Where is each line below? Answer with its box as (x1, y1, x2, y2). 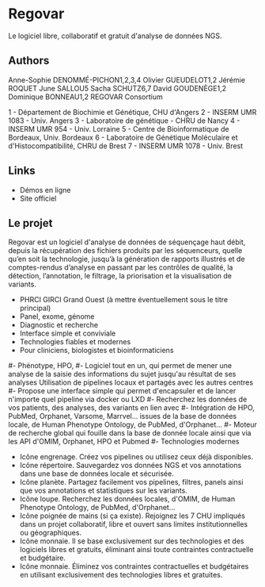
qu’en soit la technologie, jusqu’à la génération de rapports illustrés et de (8, 255, 245, 264)
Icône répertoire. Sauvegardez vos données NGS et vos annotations (19, 461, 242, 470)
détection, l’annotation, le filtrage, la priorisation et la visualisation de (8, 271, 232, 281)
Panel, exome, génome (19, 312, 95, 321)
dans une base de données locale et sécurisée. (19, 469, 174, 478)
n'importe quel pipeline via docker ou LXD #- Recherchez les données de (8, 394, 248, 405)
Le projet (8, 216, 53, 230)
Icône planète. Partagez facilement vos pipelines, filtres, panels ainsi (19, 478, 244, 487)
